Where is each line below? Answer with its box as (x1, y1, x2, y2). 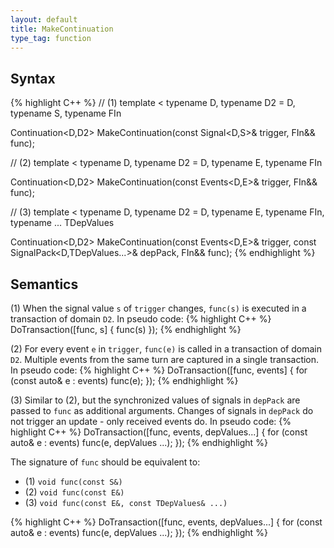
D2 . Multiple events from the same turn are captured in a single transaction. (10, 354, 320, 365)
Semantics (10, 276, 79, 293)
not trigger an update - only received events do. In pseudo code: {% (10, 416, 292, 427)
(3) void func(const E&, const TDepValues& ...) (24, 497, 228, 508)
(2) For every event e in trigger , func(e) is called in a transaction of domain (10, 343, 322, 355)
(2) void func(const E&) (24, 486, 125, 498)
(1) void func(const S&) (24, 476, 123, 487)
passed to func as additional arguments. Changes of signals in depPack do (10, 405, 314, 416)
